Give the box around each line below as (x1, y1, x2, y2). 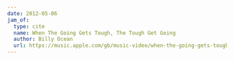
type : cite (13, 23, 45, 30)
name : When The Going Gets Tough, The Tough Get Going (13, 29, 176, 37)
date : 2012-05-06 (7, 10, 58, 17)
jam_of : (7, 17, 30, 23)
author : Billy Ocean (13, 36, 73, 43)
